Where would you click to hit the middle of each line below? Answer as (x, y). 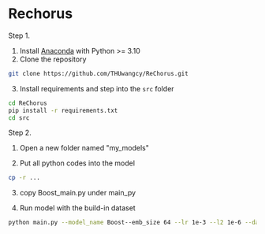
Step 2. (20, 133)
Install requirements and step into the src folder (97, 88)
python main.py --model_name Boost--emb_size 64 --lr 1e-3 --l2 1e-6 (125, 223)
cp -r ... (24, 178)
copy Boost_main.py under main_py (78, 193)
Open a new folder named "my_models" (84, 148)
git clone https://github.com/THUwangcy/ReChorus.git (99, 73)
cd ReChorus (28, 103)
